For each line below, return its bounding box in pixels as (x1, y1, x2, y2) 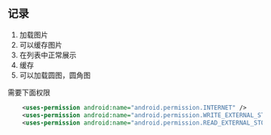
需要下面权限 (7, 87, 50, 97)
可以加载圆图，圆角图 (19, 70, 91, 80)
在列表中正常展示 (19, 50, 77, 60)
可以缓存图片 (19, 40, 62, 49)
